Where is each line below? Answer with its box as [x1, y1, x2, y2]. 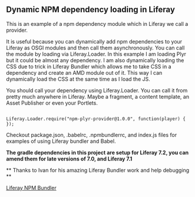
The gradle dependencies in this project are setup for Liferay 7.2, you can [6, 149, 189, 156]
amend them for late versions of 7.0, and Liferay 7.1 [6, 155, 133, 162]
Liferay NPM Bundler [6, 184, 57, 191]
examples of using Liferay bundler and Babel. [6, 138, 116, 145]
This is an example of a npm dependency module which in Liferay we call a [6, 20, 189, 27]
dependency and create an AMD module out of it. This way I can [6, 69, 163, 76]
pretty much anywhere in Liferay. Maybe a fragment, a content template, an [6, 93, 190, 100]
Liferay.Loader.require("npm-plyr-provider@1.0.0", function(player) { [6, 116, 186, 122]
